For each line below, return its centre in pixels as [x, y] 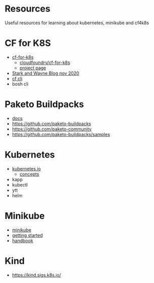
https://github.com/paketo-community [52, 129]
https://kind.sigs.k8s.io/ [36, 275]
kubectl [20, 185]
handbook [22, 241]
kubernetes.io [26, 168]
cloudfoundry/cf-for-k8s [45, 62]
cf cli [17, 78]
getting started [27, 235]
